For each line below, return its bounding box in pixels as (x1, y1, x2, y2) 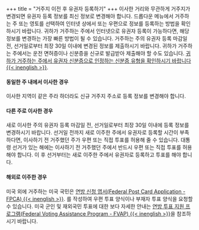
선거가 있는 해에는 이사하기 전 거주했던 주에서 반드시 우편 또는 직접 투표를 (12, 144, 182, 151)
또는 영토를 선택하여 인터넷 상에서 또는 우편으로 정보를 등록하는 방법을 (18, 20, 180, 27)
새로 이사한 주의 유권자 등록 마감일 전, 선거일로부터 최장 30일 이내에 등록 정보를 (6, 121, 190, 129)
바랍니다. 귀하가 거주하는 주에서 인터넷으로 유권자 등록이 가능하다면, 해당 (21, 27, 190, 34)
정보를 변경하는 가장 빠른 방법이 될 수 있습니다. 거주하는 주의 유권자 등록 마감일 (6, 35, 188, 42)
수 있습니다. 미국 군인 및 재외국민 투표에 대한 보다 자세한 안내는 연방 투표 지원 (6, 203, 185, 210)
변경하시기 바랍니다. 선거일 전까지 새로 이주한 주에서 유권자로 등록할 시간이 (6, 129, 179, 136)
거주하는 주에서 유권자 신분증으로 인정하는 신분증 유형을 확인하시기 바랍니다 (17, 57, 191, 64)
